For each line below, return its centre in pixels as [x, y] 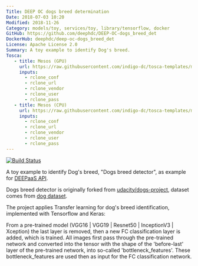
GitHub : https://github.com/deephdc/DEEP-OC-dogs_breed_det [82, 34]
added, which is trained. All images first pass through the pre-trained [90, 238]
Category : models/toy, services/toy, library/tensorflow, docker [88, 28]
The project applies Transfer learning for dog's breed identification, [88, 207]
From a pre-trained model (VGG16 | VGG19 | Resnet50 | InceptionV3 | [90, 225]
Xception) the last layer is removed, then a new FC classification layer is [93, 231]
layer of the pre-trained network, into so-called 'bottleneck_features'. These [98, 250]
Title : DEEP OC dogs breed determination [58, 12]
